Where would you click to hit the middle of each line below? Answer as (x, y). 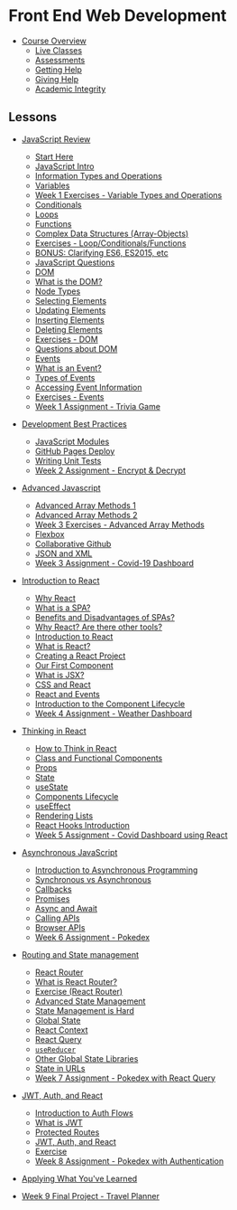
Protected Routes (67, 1132)
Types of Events (65, 377)
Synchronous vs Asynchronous (93, 879)
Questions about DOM (76, 348)
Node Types (58, 291)
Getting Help (59, 70)
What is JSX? (59, 675)
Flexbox (50, 534)
